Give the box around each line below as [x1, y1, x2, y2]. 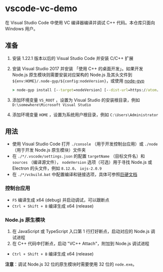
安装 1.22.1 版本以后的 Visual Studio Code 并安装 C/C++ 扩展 [12, 55, 134, 61]
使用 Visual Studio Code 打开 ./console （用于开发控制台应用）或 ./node [12, 141, 158, 147]
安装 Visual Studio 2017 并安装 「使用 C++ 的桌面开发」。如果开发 [12, 65, 143, 71]
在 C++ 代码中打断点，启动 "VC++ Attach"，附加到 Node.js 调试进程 [12, 241, 150, 247]
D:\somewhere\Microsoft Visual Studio [12, 102, 91, 107]
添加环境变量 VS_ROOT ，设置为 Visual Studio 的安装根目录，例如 [12, 97, 140, 103]
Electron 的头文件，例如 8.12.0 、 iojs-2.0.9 [12, 165, 102, 171]
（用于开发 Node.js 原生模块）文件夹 [12, 147, 86, 153]
